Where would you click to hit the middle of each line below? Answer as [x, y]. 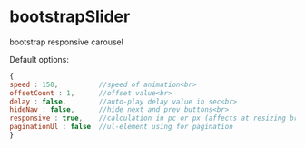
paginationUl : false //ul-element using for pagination [121, 127]
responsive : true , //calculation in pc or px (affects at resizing [148, 118]
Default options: [39, 59]
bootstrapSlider [70, 17]
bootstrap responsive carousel [67, 42]
